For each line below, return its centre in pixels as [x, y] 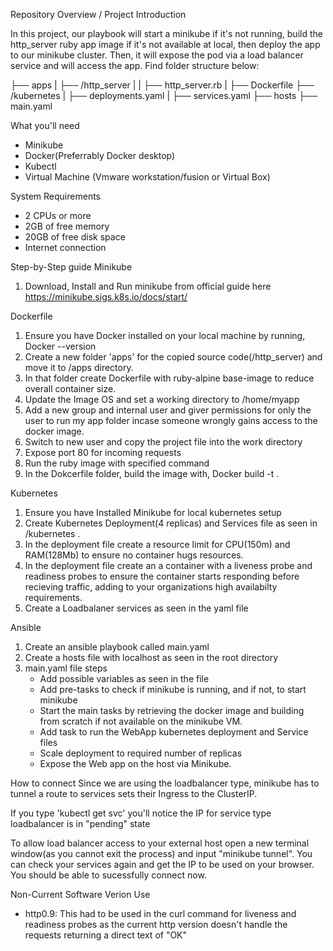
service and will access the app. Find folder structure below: [135, 65]
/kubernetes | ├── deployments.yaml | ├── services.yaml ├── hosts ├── [164, 95]
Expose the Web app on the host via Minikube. [135, 763]
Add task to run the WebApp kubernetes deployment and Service [174, 732]
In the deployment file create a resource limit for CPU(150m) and [157, 544]
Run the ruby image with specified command [117, 463]
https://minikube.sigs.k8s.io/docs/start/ [106, 297]
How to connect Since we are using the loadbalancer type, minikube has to [165, 783]
